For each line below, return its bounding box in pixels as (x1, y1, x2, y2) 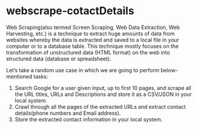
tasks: (33, 73, 48, 80)
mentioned (6, 73, 33, 80)
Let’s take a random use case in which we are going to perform (6, 66, 160, 73)
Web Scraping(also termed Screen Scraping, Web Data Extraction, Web (6, 24, 180, 31)
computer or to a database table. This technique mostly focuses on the (6, 43, 179, 50)
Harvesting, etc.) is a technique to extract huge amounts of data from (6, 30, 175, 37)
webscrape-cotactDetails (6, 4, 135, 18)
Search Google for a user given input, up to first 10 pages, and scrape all (14, 84, 191, 91)
